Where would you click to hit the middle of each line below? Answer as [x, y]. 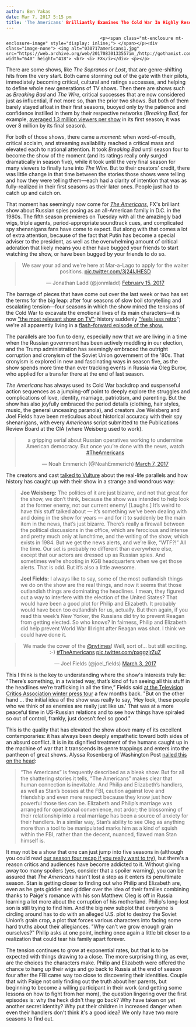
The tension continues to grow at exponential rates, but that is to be [87, 950]
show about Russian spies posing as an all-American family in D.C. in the [93, 211]
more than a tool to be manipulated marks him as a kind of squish [99, 828]
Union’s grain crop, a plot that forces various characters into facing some [94, 920]
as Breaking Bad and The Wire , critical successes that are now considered [96, 95]
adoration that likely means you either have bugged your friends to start [92, 248]
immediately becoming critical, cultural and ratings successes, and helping [96, 82]
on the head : [21, 761]
